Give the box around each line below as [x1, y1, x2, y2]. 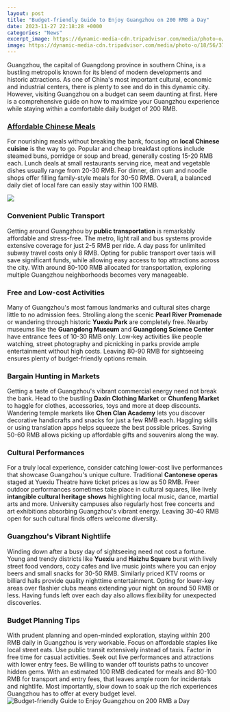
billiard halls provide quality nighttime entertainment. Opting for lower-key [7, 576, 215, 584]
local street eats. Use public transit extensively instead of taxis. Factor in [7, 646, 212, 654]
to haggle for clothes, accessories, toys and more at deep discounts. [7, 402, 201, 410]
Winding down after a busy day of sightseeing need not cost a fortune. [7, 547, 207, 555]
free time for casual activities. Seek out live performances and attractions [7, 653, 214, 661]
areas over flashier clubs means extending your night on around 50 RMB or [7, 584, 219, 592]
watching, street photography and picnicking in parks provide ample [7, 339, 200, 347]
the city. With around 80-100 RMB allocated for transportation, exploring [7, 263, 211, 271]
